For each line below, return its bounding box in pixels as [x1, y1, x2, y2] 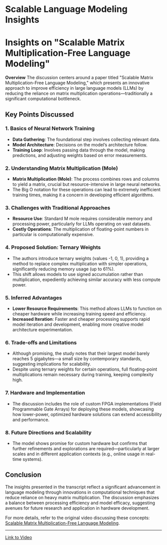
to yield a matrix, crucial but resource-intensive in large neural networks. [12, 181, 162, 187]
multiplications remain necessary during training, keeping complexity [12, 372, 154, 378]
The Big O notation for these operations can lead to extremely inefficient [12, 187, 161, 193]
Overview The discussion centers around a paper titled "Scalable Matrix [5, 75, 154, 81]
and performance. [12, 416, 50, 422]
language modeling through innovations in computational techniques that [5, 489, 155, 495]
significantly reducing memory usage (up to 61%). [12, 266, 115, 272]
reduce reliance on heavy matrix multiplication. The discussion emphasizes [5, 494, 159, 500]
